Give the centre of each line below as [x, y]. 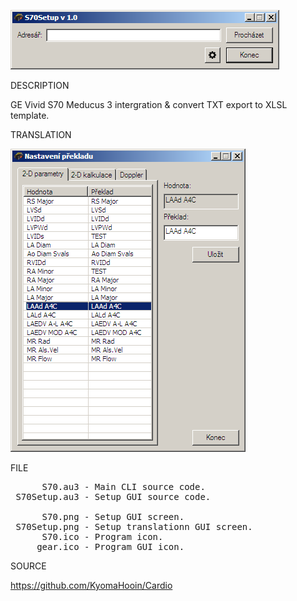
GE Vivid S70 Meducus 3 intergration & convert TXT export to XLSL [149, 104]
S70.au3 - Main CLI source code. [123, 486]
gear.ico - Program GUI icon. [110, 546]
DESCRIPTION [40, 85]
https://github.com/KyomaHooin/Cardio [91, 585]
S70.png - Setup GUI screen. [113, 516]
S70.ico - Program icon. [102, 536]
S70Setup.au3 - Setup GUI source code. [113, 496]
